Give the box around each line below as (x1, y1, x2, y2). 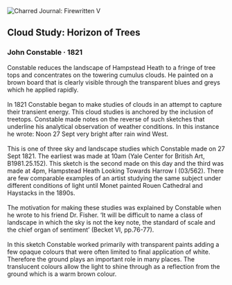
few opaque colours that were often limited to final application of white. (7, 248, 211, 256)
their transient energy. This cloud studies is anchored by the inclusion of (7, 107, 213, 116)
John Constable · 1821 (7, 48, 83, 58)
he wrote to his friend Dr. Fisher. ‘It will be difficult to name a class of (7, 211, 203, 219)
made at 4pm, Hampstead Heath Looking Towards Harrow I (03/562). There (7, 166, 224, 175)
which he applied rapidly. (7, 85, 79, 94)
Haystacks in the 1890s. (7, 189, 75, 197)
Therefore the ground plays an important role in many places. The (7, 254, 195, 263)
